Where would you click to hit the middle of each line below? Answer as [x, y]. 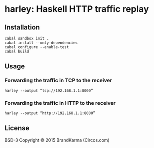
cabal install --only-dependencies [41, 43]
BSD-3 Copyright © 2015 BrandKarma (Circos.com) [57, 140]
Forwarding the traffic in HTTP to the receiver [60, 103]
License [17, 128]
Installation [22, 27]
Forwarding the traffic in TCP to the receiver [58, 81]
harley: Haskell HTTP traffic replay [77, 9]
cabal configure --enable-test [37, 47]
